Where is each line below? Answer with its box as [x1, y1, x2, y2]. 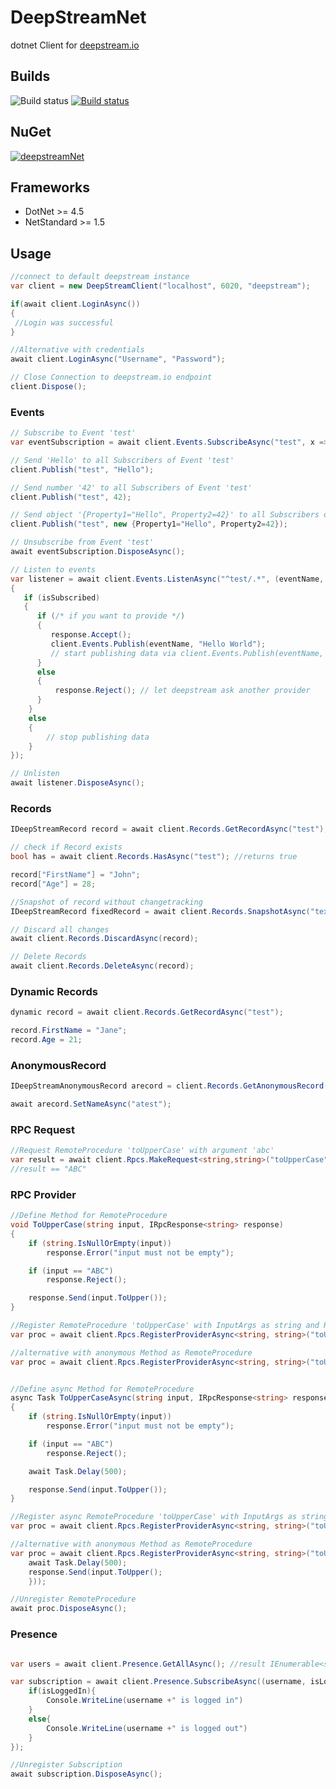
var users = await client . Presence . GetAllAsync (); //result [10, 1659, 267, 1669]
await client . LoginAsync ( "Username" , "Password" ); [10, 354, 226, 365]
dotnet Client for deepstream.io [10, 39, 140, 51]
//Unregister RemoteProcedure [10, 1594, 137, 1605]
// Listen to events [10, 564, 97, 575]
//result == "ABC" [10, 1164, 87, 1175]
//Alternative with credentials [10, 345, 145, 355]
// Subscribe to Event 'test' [10, 428, 137, 438]
